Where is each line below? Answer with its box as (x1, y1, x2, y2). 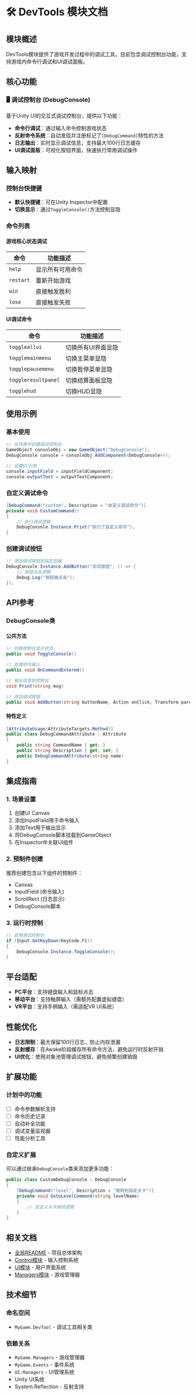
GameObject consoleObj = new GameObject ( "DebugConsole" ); (6, 447, 150, 453)
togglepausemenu (9, 365, 54, 372)
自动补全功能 (14, 1120, 45, 1127)
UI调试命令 (6, 315, 32, 323)
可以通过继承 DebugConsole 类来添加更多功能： (6, 1165, 114, 1172)
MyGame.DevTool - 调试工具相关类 (14, 1323, 93, 1330)
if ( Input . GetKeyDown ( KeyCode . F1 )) (6, 938, 93, 944)
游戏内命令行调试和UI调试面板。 (10, 58, 89, 65)
